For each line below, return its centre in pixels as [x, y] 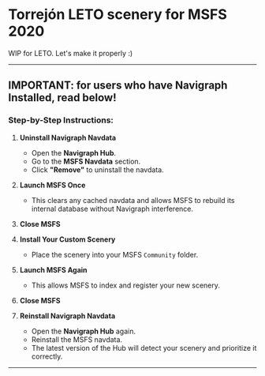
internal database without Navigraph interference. [112, 209]
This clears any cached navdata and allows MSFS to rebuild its [133, 200]
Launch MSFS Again [54, 269]
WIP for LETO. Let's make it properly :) [71, 53]
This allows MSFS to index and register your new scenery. [126, 285]
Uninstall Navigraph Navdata [68, 137]
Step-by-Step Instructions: [61, 120]
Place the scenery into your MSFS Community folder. [115, 254]
